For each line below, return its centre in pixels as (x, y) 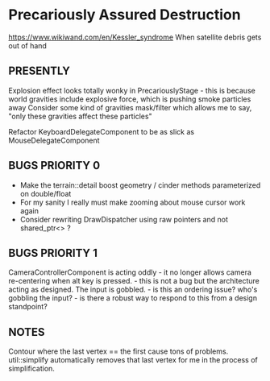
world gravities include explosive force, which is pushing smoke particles (130, 99)
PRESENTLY (39, 71)
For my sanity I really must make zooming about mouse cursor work (133, 202)
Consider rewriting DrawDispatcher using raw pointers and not (124, 219)
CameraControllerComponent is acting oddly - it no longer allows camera (130, 272)
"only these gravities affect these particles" (80, 116)
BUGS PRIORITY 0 (54, 166)
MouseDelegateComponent (54, 140)
